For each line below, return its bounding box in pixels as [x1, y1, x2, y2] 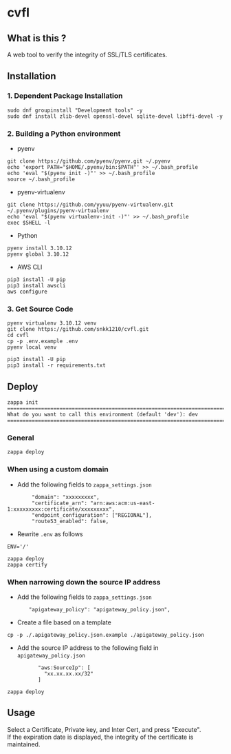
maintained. [7, 740, 41, 748]
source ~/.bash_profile [7, 176, 76, 183]
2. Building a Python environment [7, 129, 121, 139]
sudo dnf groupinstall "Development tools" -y [7, 107, 143, 114]
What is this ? [7, 32, 67, 44]
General [7, 433, 34, 442]
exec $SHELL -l [7, 219, 51, 226]
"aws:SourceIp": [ [37, 664, 91, 671]
